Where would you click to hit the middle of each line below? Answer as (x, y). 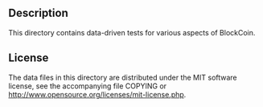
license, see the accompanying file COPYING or (88, 86)
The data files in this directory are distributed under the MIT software (123, 77)
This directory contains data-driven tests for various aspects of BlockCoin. (132, 32)
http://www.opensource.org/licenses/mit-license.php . (97, 94)
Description (38, 13)
